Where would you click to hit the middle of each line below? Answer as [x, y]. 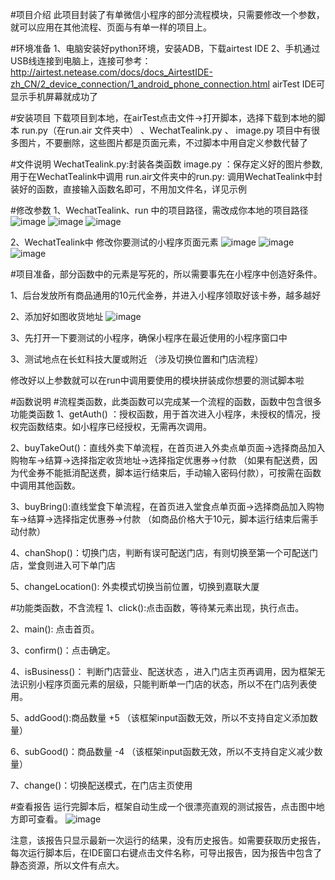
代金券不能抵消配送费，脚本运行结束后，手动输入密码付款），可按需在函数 [170, 472]
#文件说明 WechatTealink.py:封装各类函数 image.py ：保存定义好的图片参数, [166, 164]
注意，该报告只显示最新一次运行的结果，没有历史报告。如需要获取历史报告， [168, 840]
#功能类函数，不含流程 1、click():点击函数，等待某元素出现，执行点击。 [157, 607]
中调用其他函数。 [45, 485]
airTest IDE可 [298, 84]
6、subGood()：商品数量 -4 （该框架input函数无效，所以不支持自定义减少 [162, 751]
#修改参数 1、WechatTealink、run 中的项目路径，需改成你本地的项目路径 [159, 210]
